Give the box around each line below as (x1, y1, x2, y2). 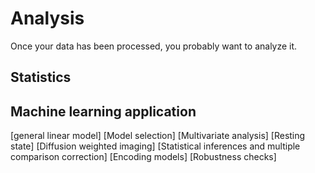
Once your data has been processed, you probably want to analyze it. (10, 40, 298, 52)
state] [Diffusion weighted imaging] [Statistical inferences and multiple (10, 140, 301, 152)
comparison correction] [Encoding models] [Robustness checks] (10, 151, 277, 163)
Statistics (10, 69, 72, 86)
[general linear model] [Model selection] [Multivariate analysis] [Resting (10, 130, 306, 142)
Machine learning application (10, 103, 197, 120)
